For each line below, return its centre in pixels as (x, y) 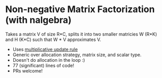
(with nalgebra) (38, 20)
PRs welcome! (28, 71)
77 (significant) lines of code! (43, 65)
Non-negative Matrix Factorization (80, 9)
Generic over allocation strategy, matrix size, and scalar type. (77, 55)
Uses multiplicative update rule (45, 49)
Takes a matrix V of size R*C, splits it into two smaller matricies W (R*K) (81, 34)
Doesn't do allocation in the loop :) (49, 60)
